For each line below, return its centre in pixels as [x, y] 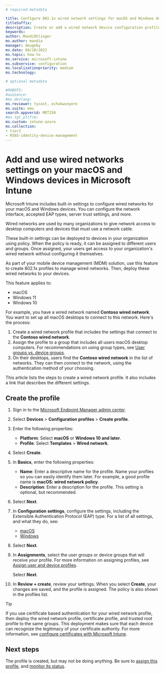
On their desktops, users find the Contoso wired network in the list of [82, 358]
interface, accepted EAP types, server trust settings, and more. [69, 214]
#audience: [17, 95]
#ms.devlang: [19, 99]
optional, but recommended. [48, 492]
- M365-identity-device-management [42, 135]
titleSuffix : [19, 23]
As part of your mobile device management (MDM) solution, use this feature [82, 263]
